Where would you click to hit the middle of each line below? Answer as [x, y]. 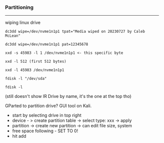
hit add [19, 136]
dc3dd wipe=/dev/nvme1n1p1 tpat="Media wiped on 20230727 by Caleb [75, 32]
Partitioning [19, 7]
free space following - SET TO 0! [45, 131]
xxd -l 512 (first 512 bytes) [36, 62]
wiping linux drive [23, 23]
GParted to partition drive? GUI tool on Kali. [48, 106]
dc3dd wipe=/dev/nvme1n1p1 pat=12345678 [47, 45]
